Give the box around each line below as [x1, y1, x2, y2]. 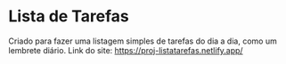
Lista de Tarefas [8, 6, 130, 27]
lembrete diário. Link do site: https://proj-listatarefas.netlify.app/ [8, 44, 243, 55]
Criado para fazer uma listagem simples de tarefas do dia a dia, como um [8, 36, 277, 46]
